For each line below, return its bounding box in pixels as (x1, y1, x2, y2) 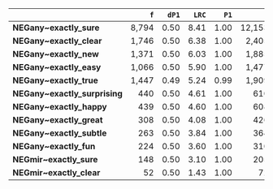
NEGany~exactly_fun (12, 141, 96, 152)
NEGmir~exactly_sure (12, 154, 98, 165)
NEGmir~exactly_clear (12, 167, 101, 178)
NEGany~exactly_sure (12, 22, 100, 33)
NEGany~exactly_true (12, 75, 99, 86)
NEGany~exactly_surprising (12, 88, 123, 99)
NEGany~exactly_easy (12, 62, 102, 72)
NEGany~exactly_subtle (12, 127, 107, 139)
